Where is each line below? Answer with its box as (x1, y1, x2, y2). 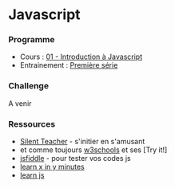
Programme (8, 34, 55, 45)
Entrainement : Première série (19, 61, 118, 70)
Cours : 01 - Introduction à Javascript (19, 52, 143, 61)
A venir (8, 98, 32, 108)
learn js (19, 170, 45, 180)
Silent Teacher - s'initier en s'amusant (19, 137, 145, 147)
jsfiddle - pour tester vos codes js (19, 154, 131, 163)
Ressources (8, 118, 56, 129)
